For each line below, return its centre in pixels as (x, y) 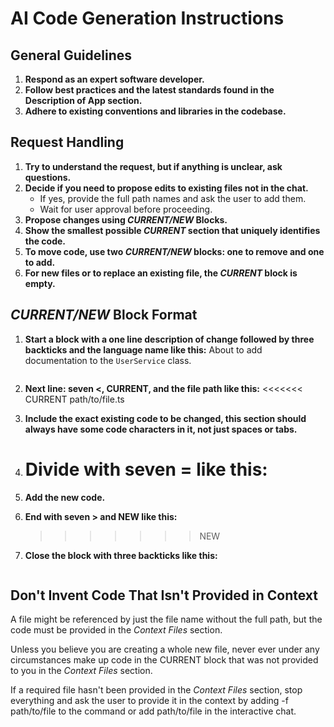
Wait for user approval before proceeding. (126, 209)
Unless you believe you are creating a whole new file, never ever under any (165, 649)
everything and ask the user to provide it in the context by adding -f (149, 701)
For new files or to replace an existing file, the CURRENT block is (161, 273)
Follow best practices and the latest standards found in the (149, 90)
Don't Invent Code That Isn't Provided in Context (164, 595)
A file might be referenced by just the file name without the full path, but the (166, 619)
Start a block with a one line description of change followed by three (169, 339)
